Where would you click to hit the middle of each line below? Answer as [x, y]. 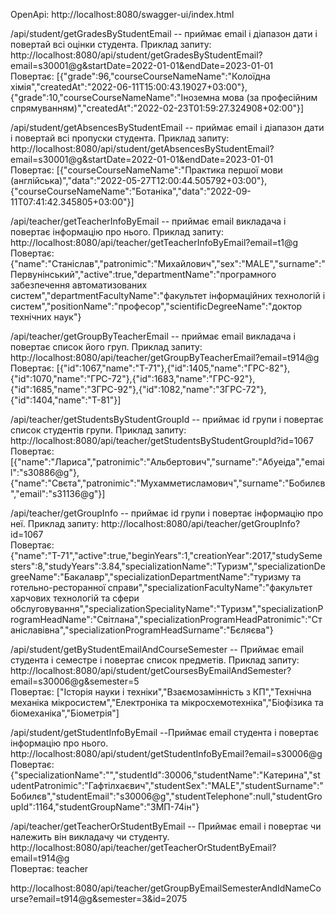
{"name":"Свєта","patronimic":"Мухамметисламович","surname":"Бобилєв [168, 483]
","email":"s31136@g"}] [58, 493]
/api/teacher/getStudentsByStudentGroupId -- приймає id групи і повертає [167, 419]
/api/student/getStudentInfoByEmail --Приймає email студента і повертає [165, 732]
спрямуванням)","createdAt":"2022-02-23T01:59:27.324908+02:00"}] [157, 108]
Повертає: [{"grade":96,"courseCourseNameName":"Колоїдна [140, 76]
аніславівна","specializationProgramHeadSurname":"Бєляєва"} [142, 630]
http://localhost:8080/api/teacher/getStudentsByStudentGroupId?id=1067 [162, 440]
